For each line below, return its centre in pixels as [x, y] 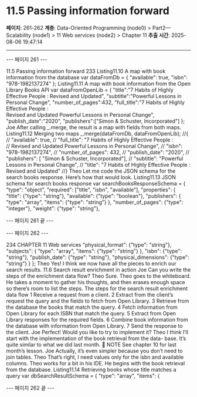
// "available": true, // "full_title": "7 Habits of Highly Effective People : [90, 140]
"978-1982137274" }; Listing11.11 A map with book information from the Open [98, 83]
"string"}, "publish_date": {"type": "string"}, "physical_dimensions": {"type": [98, 257]
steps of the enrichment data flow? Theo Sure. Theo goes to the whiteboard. [98, 276]
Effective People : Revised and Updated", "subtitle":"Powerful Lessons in [94, 96]
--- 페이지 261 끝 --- [30, 220]
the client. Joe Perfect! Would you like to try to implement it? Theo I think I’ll [97, 332]
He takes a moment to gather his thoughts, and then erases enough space [96, 282]
